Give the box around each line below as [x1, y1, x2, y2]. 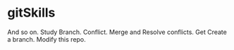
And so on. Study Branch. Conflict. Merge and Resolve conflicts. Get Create [7, 28, 227, 36]
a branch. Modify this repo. [7, 35, 86, 43]
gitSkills [7, 5, 56, 21]
